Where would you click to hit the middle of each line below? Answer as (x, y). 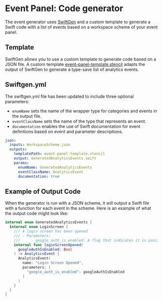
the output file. (27, 116)
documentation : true (39, 176)
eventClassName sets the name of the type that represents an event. (79, 121)
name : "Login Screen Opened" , (53, 263)
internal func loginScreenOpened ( (49, 245)
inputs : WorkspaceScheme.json (40, 145)
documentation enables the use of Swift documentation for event (76, 126)
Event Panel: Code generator (64, 8)
